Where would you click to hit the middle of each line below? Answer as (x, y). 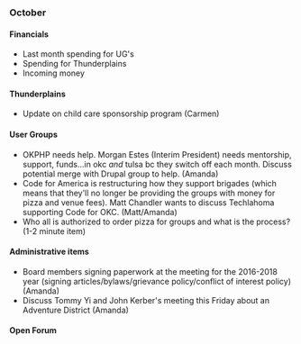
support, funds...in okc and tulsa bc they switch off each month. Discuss (157, 164)
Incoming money (54, 73)
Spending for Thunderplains (74, 64)
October (28, 13)
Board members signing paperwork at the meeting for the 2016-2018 (150, 271)
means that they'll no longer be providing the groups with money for (149, 193)
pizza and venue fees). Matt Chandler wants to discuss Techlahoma (148, 202)
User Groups (34, 134)
